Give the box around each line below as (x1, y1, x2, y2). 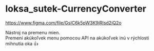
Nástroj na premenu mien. (5, 29, 61, 35)
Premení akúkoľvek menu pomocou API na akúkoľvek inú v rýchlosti (5, 35, 149, 41)
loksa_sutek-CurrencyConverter (5, 3, 146, 15)
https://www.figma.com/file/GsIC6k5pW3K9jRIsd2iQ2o (5, 20, 122, 26)
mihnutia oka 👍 (5, 40, 38, 46)
